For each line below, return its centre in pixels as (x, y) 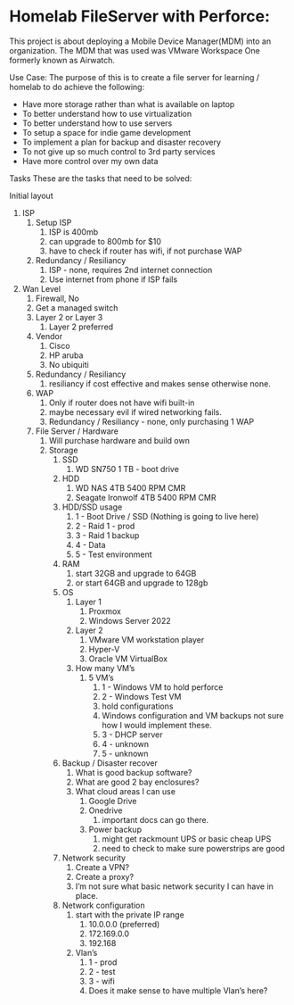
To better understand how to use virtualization (107, 113)
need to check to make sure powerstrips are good (193, 848)
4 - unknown (126, 743)
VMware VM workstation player (147, 639)
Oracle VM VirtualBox (128, 659)
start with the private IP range (130, 914)
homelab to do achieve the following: (77, 87)
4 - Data (90, 544)
